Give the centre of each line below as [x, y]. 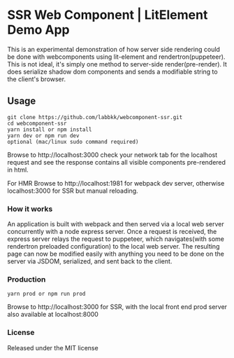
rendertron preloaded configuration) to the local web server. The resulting [114, 247]
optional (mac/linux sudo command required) [73, 142]
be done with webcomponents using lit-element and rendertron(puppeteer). [116, 57]
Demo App [38, 30]
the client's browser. [37, 79]
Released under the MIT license [53, 347]
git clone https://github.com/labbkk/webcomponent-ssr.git [95, 117]
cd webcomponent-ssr [37, 123]
